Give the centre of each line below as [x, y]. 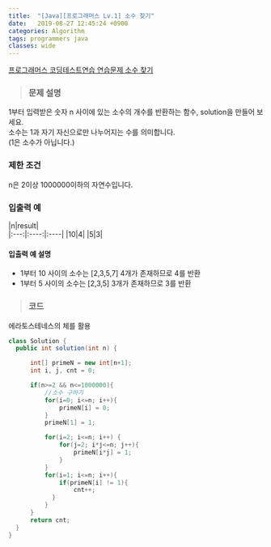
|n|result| [23, 226]
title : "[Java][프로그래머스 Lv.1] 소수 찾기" [82, 16]
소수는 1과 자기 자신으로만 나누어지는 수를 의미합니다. [92, 132]
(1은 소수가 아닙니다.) [42, 142]
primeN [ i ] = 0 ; [85, 408]
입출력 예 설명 [30, 254]
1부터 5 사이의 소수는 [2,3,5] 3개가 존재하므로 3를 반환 [106, 283]
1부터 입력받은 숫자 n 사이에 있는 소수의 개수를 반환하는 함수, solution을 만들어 [131, 112]
